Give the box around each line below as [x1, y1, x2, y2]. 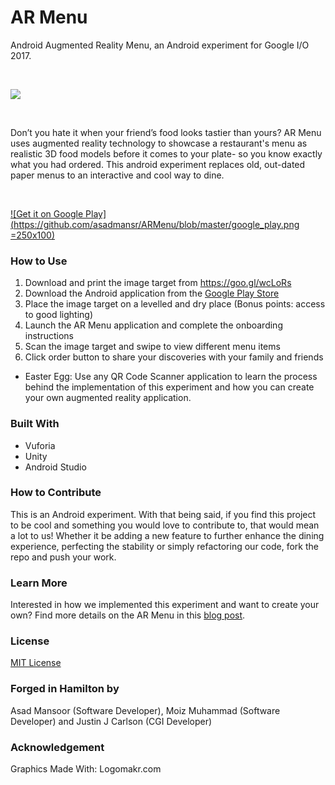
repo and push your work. [10, 551, 117, 563]
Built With [10, 417, 60, 431]
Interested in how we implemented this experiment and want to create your [10, 599, 320, 611]
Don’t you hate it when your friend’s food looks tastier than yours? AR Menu [10, 126, 322, 138]
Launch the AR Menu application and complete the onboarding [24, 319, 283, 331]
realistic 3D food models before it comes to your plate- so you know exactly [10, 147, 323, 160]
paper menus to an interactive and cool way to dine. [10, 169, 225, 181]
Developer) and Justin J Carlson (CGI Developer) [10, 715, 213, 727]
